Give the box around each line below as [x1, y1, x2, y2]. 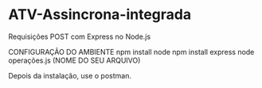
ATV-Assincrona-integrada [8, 6, 192, 24]
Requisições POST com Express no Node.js [8, 32, 151, 41]
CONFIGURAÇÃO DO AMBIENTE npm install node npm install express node [8, 47, 255, 56]
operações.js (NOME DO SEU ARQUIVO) [8, 55, 141, 65]
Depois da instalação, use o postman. [8, 71, 131, 80]
